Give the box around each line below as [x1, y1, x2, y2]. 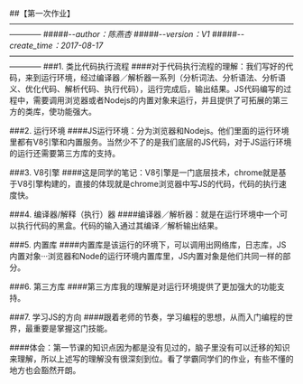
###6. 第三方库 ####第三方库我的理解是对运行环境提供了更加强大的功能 [9, 281, 278, 292]
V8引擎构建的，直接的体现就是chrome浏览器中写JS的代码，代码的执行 [16, 179, 280, 189]
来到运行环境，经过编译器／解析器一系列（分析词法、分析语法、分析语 [24, 72, 286, 83]
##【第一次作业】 [9, 8, 75, 18]
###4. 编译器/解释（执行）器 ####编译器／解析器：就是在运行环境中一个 [9, 209, 280, 220]
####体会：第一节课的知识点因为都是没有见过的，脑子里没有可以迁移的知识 [9, 342, 290, 352]
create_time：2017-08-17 [9, 40, 104, 51]
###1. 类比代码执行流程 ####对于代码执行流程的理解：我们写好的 [42, 61, 286, 71]
